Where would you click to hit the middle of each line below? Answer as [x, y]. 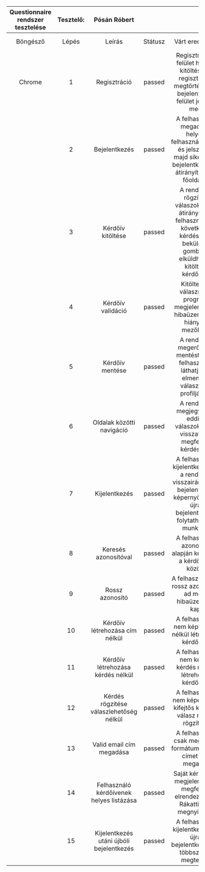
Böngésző [31, 41]
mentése [114, 371]
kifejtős [184, 708]
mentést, [189, 355]
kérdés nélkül [114, 675]
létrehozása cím [114, 631]
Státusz [154, 41]
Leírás [114, 41]
